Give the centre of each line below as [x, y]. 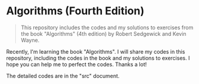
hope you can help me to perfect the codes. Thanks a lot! [77, 64]
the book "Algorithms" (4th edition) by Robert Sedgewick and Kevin [103, 33]
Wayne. [30, 40]
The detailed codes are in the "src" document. [63, 76]
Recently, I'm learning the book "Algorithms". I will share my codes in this [96, 51]
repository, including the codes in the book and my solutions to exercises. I [98, 58]
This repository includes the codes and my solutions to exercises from [107, 27]
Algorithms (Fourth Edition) [75, 11]
